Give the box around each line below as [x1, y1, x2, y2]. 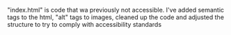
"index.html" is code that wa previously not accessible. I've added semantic [7, 6, 225, 14]
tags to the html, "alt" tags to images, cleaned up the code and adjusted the [7, 13, 225, 21]
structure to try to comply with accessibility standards [7, 21, 162, 28]
